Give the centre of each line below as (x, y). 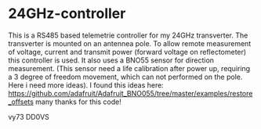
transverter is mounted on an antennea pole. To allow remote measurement (130, 43)
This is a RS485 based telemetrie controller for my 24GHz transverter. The (128, 35)
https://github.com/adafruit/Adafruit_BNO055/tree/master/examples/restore (130, 93)
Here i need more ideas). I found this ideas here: (86, 85)
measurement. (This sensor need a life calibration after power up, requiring (129, 68)
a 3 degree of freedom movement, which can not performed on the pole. (125, 77)
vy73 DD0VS (29, 116)
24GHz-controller (67, 14)
